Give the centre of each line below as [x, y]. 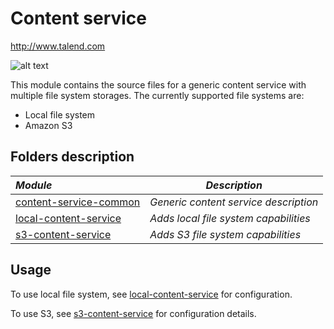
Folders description [72, 157]
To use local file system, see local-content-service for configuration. [151, 294]
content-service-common [78, 202]
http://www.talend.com [58, 46]
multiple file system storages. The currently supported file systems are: [157, 95]
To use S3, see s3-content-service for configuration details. [133, 313]
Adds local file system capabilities [230, 218]
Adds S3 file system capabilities [225, 234]
